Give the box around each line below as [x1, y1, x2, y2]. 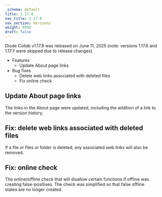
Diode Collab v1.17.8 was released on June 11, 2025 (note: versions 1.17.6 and [5, 43, 157, 48]
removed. [5, 150, 24, 155]
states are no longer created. [5, 187, 63, 193]
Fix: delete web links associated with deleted [5, 124, 144, 132]
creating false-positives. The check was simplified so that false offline [5, 182, 145, 187]
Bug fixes [12, 68, 31, 73]
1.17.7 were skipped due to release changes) [5, 48, 93, 54]
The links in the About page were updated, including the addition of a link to [5, 105, 156, 110]
